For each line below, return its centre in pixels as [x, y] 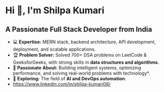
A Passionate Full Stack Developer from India [79, 29]
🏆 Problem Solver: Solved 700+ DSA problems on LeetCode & [80, 55]
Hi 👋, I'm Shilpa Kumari [55, 10]
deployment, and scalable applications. [54, 49]
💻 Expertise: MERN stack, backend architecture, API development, [84, 42]
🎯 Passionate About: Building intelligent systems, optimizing [77, 68]
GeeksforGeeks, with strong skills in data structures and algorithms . [86, 62]
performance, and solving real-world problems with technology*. [81, 73]
